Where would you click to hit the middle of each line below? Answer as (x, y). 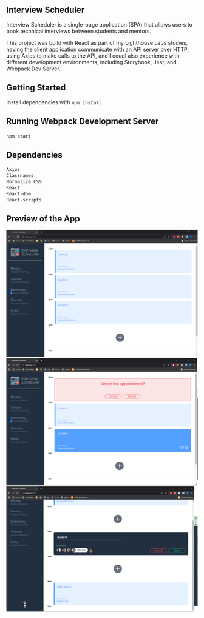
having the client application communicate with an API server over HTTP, (98, 49)
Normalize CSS (24, 182)
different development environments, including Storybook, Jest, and (92, 62)
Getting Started (36, 88)
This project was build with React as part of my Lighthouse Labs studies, (97, 42)
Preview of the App (43, 219)
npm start (19, 136)
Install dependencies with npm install (54, 102)
